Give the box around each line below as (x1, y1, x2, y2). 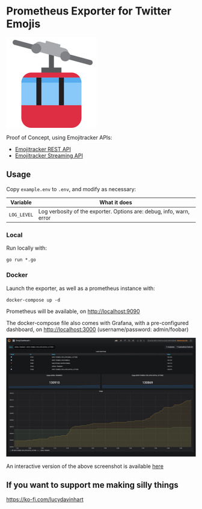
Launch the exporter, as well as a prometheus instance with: (6, 285, 155, 292)
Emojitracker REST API (14, 145, 71, 153)
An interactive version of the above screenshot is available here (6, 463, 164, 470)
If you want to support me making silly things (6, 479, 179, 490)
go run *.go (6, 257, 36, 263)
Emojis (6, 17, 41, 31)
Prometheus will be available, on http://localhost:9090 (6, 308, 140, 315)
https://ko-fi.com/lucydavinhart (6, 496, 84, 503)
